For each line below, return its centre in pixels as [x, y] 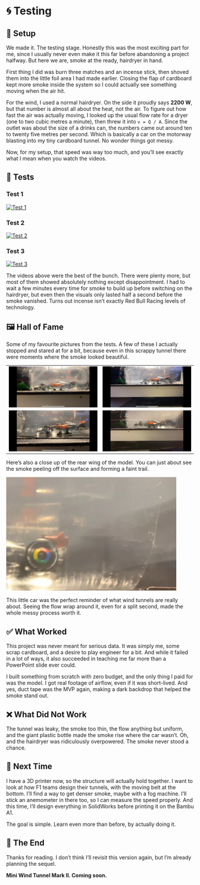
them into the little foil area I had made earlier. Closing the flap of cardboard [99, 78]
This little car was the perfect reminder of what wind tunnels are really [92, 600]
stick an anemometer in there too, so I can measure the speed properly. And [100, 800]
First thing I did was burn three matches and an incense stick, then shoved [98, 72]
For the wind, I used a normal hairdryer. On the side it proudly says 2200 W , [99, 102]
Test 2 [15, 223]
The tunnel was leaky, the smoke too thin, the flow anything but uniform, [95, 729]
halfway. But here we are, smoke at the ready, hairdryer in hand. [85, 60]
